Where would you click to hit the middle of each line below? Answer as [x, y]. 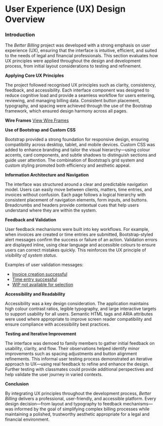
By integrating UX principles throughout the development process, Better [78, 393]
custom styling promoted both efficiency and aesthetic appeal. [68, 165]
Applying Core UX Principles [35, 76]
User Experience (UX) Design [65, 9]
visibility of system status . [31, 255]
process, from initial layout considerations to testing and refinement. [73, 66]
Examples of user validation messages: [44, 265]
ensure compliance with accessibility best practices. [58, 324]
